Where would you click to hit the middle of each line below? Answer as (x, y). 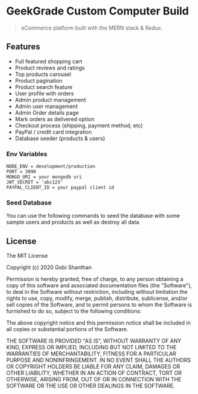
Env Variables (27, 154)
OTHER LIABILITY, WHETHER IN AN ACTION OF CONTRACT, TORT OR (94, 373)
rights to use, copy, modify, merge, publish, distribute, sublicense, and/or (97, 298)
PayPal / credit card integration (53, 132)
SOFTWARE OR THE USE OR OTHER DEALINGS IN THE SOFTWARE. (91, 386)
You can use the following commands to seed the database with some (93, 216)
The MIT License (27, 256)
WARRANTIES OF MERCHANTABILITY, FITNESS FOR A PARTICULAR (91, 354)
